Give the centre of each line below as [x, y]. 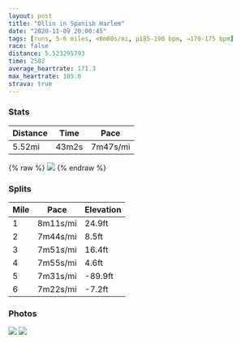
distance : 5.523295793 [47, 54]
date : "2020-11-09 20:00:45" [58, 31]
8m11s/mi [57, 224]
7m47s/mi [110, 147]
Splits [20, 189]
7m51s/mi [57, 250]
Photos [23, 314]
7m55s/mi [57, 263]
